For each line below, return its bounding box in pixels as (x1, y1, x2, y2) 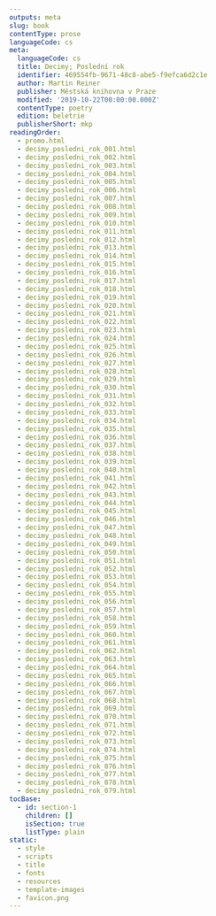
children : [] (25, 811, 73, 820)
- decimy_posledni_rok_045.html (17, 506, 137, 516)
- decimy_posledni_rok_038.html (17, 449, 137, 458)
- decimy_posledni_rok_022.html (17, 318, 137, 327)
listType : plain (25, 827, 86, 836)
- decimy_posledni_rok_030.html (17, 383, 137, 392)
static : (9, 835, 38, 845)
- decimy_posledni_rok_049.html (17, 539, 137, 549)
